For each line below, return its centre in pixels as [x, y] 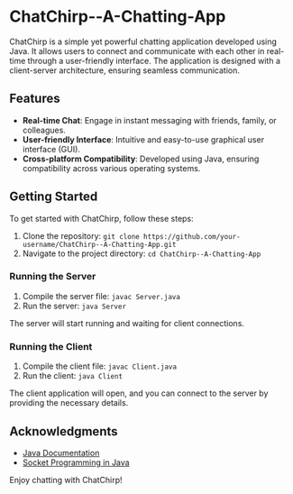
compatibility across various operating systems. [111, 168]
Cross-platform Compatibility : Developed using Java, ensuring [141, 159]
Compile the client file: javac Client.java [100, 366]
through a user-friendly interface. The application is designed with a [154, 60]
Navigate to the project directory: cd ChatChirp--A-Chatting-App [142, 253]
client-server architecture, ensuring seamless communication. [125, 70]
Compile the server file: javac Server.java [101, 296]
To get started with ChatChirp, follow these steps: [101, 218]
